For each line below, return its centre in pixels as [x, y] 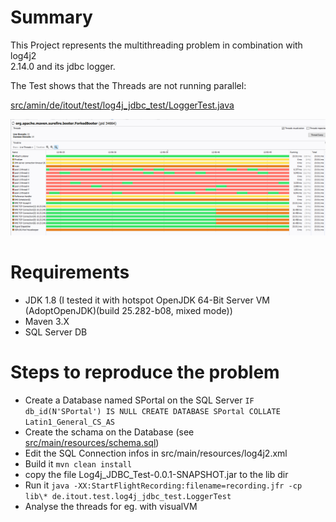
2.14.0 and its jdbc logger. [63, 66]
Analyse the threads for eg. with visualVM [111, 506]
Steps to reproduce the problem [145, 372]
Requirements [70, 272]
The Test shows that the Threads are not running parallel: [128, 85]
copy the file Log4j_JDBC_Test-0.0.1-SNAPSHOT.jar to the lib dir [156, 474]
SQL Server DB [56, 332]
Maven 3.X [47, 321]
